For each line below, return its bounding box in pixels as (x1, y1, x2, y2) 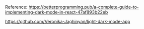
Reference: (5, 4, 28, 10)
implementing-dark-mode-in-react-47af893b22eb (5, 9, 108, 15)
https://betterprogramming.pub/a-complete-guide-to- (28, 4, 139, 10)
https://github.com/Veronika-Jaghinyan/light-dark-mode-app (5, 19, 131, 24)
